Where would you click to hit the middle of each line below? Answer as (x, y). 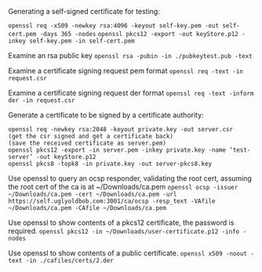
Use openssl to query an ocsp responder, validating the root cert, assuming (130, 178)
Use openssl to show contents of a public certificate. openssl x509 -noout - (131, 253)
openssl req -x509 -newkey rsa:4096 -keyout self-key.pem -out (114, 26)
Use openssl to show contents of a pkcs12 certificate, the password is (121, 222)
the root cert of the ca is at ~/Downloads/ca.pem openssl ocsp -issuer (123, 187)
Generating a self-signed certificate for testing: (84, 11)
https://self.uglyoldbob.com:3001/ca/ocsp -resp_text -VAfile (112, 201)
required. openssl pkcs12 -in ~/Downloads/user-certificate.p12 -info (124, 231)
